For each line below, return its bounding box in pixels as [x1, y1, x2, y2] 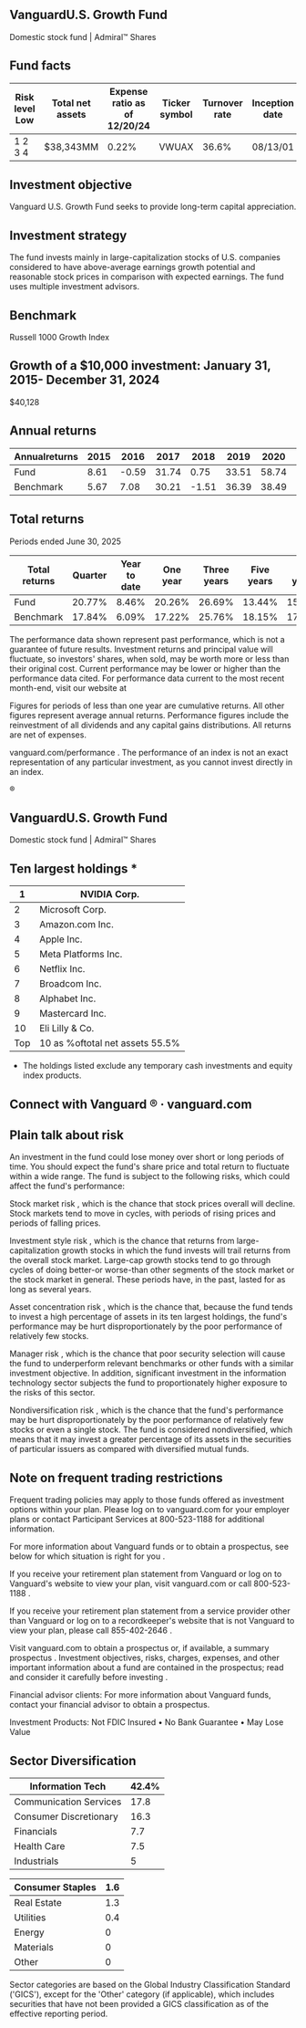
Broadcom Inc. [39, 977, 102, 990]
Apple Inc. [39, 933, 83, 946]
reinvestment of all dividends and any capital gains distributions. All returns [9, 719, 291, 730]
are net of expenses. [9, 729, 87, 740]
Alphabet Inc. [39, 992, 97, 1005]
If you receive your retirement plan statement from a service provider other [9, 1605, 291, 1616]
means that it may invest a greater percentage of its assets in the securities [9, 1434, 291, 1445]
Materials [14, 1940, 55, 1953]
